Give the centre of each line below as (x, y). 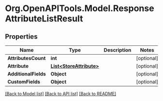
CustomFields (24, 82)
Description (118, 50)
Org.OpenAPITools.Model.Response (80, 8)
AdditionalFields (27, 74)
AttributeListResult (44, 19)
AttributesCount (27, 58)
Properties (21, 36)
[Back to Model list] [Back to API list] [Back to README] (61, 94)
